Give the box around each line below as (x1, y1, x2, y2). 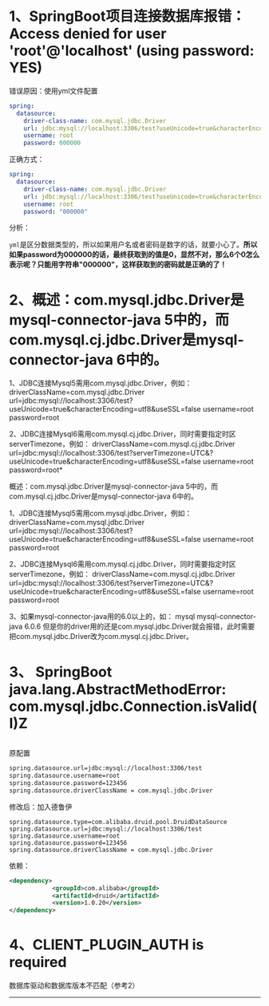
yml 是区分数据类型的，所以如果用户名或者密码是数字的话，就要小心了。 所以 (9, 240, 258, 250)
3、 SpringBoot (9, 663, 113, 681)
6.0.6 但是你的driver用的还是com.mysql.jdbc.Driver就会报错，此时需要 (24, 621, 255, 631)
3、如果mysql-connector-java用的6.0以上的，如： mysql (9, 612, 196, 621)
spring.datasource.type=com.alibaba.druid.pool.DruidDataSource (9, 818, 227, 826)
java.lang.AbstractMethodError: (9, 680, 227, 698)
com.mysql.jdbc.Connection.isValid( (9, 697, 258, 715)
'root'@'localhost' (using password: (9, 41, 255, 60)
